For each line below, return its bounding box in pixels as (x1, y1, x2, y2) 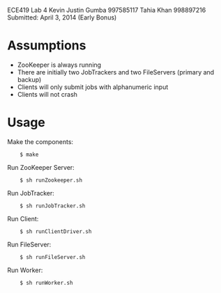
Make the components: (7, 137, 74, 145)
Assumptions (7, 38, 86, 54)
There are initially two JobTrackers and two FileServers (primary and (17, 68, 215, 76)
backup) (17, 75, 42, 84)
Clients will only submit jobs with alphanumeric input (17, 83, 169, 91)
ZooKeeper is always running (17, 61, 102, 69)
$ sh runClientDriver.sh (20, 228, 92, 235)
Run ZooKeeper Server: (7, 163, 75, 171)
